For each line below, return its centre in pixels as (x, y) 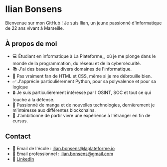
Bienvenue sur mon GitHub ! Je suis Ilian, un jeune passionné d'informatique (83, 23)
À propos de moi (31, 44)
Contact (18, 136)
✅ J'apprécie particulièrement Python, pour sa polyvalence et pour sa (84, 81)
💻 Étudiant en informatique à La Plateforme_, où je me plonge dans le (84, 56)
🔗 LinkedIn (23, 159)
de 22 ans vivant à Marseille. (35, 28)
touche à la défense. (33, 99)
